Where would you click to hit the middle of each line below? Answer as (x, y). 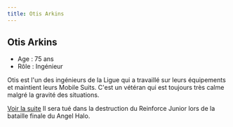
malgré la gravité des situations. (53, 95)
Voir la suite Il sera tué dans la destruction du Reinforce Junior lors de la (111, 109)
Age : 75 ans (35, 59)
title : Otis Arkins (36, 14)
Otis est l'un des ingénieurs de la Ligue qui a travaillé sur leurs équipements (116, 80)
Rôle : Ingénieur (40, 67)
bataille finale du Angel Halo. (49, 116)
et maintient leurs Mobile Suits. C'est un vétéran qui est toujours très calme (116, 88)
